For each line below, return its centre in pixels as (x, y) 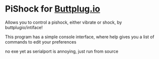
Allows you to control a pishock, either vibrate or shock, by (64, 22)
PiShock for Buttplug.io (53, 9)
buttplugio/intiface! (24, 27)
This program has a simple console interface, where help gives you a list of (80, 37)
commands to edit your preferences (41, 42)
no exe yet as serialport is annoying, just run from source (62, 51)
